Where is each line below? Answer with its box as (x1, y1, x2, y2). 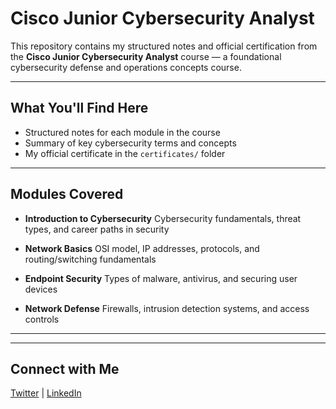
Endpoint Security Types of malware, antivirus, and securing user (24, 272, 298, 284)
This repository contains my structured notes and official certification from (10, 40, 318, 52)
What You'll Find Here (10, 100, 149, 117)
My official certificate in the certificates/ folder (24, 147, 226, 159)
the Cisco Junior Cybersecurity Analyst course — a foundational (10, 50, 282, 62)
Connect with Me (10, 360, 120, 377)
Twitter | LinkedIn (10, 387, 82, 399)
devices (24, 283, 58, 295)
